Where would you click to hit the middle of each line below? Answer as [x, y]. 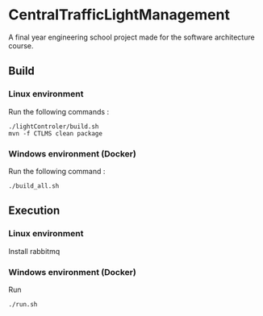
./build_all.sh [34, 186]
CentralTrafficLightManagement [119, 15]
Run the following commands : [59, 111]
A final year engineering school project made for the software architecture [132, 37]
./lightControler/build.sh [54, 127]
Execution [34, 211]
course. [21, 45]
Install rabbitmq [34, 251]
